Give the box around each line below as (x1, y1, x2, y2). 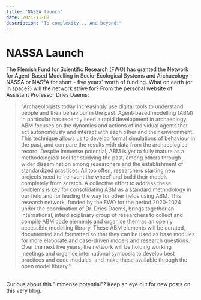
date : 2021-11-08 (6, 14, 50, 20)
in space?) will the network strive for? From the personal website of (6, 85, 173, 92)
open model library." (20, 263, 71, 270)
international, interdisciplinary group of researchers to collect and (20, 212, 183, 219)
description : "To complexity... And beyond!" (6, 20, 122, 26)
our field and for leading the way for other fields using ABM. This (20, 192, 181, 200)
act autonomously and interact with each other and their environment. (20, 129, 194, 136)
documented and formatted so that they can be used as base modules (20, 231, 195, 238)
